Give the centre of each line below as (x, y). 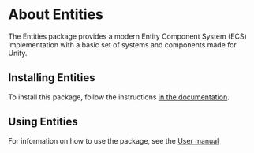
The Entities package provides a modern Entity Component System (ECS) (127, 36)
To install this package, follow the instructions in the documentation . (119, 97)
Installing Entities (52, 78)
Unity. (18, 53)
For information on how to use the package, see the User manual (114, 140)
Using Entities (43, 122)
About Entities (56, 15)
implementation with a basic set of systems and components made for (122, 44)
